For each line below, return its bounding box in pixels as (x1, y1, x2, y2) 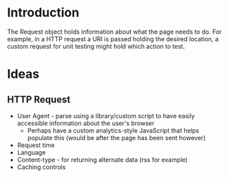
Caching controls (17, 163, 66, 171)
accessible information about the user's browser (17, 119, 155, 127)
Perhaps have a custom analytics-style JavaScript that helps (27, 126, 199, 135)
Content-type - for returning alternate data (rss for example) (17, 155, 188, 164)
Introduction (7, 5, 80, 21)
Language (17, 148, 46, 156)
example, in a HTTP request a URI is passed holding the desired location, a (7, 34, 219, 43)
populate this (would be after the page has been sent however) (27, 133, 206, 142)
